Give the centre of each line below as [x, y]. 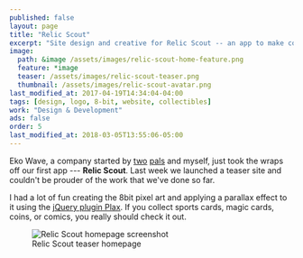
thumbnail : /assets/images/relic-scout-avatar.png [115, 85]
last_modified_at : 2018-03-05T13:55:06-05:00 [96, 135]
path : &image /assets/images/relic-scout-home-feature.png [131, 60]
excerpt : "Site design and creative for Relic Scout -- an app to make [147, 43]
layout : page [34, 26]
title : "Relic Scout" [50, 34]
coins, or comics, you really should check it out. [98, 217]
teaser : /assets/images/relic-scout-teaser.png [109, 77]
